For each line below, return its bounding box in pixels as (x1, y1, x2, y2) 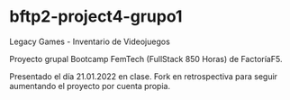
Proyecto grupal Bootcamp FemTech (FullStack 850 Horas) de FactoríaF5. (9, 53, 283, 64)
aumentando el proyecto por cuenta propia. (9, 80, 171, 91)
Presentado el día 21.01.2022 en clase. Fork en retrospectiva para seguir (9, 70, 277, 82)
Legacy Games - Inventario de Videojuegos (9, 36, 171, 47)
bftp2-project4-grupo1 (9, 6, 183, 27)
